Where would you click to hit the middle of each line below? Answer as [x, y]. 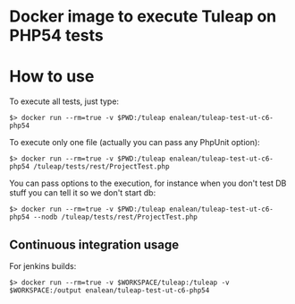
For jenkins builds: [43, 265]
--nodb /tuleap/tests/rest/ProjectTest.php [115, 217]
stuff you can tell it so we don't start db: [83, 193]
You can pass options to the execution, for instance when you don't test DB [148, 183]
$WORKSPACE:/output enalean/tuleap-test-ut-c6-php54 [110, 290]
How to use [52, 77]
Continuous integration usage [94, 244]
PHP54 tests [57, 35]
